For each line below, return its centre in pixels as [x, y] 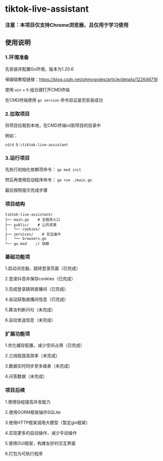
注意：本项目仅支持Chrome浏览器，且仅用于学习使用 [67, 25]
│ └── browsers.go [26, 239]
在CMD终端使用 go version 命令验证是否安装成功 [54, 100]
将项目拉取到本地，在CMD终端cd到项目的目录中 [53, 126]
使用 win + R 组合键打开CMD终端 [37, 90]
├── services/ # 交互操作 [33, 234]
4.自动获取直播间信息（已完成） [37, 299]
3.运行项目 [17, 158]
